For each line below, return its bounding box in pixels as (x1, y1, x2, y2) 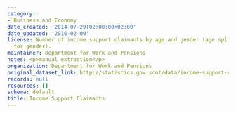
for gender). (13, 43, 52, 50)
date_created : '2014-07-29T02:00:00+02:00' (7, 23, 137, 30)
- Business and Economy (7, 17, 77, 24)
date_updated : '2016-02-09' (7, 29, 90, 37)
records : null (7, 75, 49, 83)
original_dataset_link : (7, 69, 77, 76)
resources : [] (7, 82, 49, 89)
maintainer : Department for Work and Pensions (7, 50, 146, 57)
